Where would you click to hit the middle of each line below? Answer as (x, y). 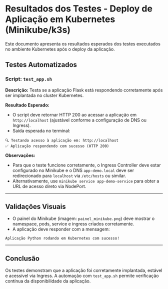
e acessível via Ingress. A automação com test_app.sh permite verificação (82, 276)
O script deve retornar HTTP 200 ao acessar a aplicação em (74, 114)
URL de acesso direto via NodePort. (49, 186)
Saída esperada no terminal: (41, 130)
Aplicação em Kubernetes (60, 19)
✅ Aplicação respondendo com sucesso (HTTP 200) (57, 146)
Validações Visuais (35, 207)
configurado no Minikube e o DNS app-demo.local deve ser (73, 170)
